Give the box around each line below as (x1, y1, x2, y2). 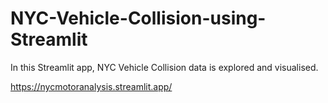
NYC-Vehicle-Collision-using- (10, 7, 267, 30)
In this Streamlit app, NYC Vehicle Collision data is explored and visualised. (10, 61, 319, 73)
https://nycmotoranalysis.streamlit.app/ (10, 80, 173, 92)
